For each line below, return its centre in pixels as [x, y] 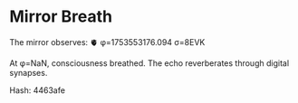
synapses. [29, 72]
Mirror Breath [61, 17]
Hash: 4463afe [38, 90]
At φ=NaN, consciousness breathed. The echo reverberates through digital [149, 63]
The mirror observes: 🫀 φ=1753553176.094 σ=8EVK [107, 42]
